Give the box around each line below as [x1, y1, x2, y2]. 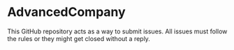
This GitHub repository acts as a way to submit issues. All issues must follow [7, 27, 228, 35]
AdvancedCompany [7, 4, 126, 20]
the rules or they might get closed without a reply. [7, 34, 150, 42]
